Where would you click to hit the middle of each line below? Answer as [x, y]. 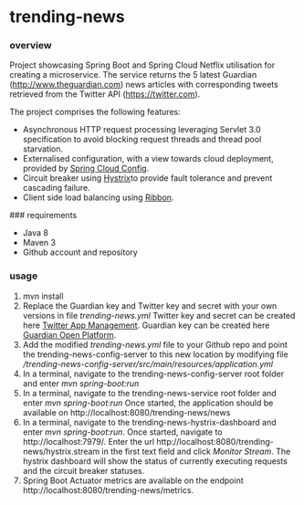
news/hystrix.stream [61, 451]
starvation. [43, 149]
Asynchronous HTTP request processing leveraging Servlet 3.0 [142, 130]
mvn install [43, 296]
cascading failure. [57, 188]
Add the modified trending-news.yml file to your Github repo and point [155, 344]
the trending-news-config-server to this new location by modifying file [156, 354]
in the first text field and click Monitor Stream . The [196, 451]
